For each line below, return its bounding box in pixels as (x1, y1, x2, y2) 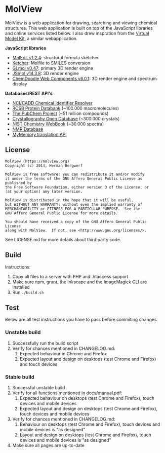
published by (5, 180, 32, 186)
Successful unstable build (12, 384, 65, 390)
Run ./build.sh (12, 289, 44, 295)
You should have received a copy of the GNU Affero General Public (5, 219, 147, 224)
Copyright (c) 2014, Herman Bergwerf (5, 163, 83, 168)
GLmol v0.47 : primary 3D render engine (12, 65, 93, 71)
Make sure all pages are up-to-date (12, 442, 85, 448)
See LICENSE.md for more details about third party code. (5, 236, 122, 242)
